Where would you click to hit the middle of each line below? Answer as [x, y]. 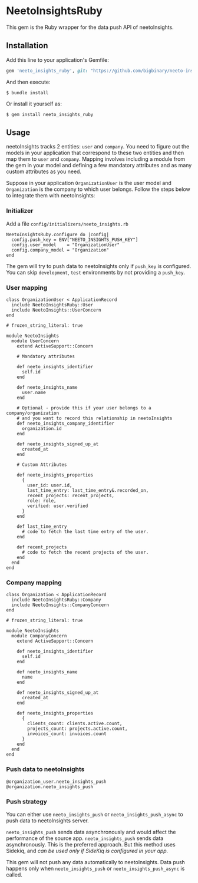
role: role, [42, 501]
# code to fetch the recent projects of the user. [85, 553]
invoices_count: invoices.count [67, 734]
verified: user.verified [58, 506]
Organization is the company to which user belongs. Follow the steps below [98, 189]
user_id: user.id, [50, 485]
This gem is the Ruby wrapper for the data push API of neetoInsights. [90, 27]
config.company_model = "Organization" [60, 250]
